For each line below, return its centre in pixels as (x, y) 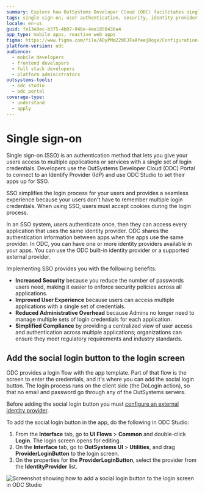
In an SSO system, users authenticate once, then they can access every (97, 225)
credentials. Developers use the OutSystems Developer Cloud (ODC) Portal (101, 168)
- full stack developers (43, 69)
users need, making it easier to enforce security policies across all (98, 287)
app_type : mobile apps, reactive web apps (61, 35)
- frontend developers (41, 63)
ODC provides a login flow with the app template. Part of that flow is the (97, 373)
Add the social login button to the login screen (95, 358)
